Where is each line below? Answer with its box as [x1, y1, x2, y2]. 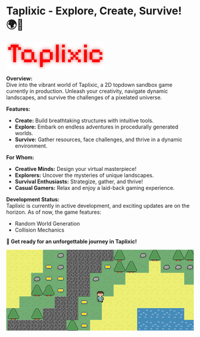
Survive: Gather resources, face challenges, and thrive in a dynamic [14, 136, 183, 143]
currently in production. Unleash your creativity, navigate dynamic [6, 88, 168, 95]
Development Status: [6, 195, 60, 203]
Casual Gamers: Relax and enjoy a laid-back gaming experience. [14, 184, 175, 191]
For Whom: [6, 154, 35, 161]
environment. [14, 142, 48, 149]
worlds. [14, 129, 34, 136]
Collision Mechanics [14, 226, 64, 233]
